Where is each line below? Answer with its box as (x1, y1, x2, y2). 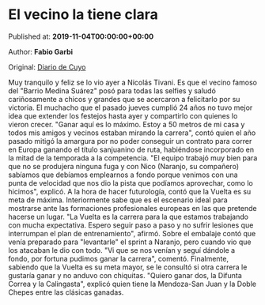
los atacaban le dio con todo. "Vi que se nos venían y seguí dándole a (8, 245, 236, 254)
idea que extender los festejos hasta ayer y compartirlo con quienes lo (8, 111, 238, 120)
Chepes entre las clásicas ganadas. (8, 287, 124, 297)
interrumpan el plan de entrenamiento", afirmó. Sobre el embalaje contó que (8, 228, 256, 238)
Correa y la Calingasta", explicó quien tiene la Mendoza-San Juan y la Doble (8, 279, 257, 288)
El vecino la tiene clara (8, 6, 158, 24)
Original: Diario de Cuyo (8, 62, 86, 72)
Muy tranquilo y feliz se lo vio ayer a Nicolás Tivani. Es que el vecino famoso (8, 77, 257, 87)
